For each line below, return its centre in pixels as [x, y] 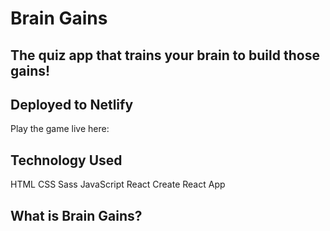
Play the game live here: [60, 129]
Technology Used [66, 160]
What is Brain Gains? [76, 215]
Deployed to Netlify [72, 104]
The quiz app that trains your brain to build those [165, 55]
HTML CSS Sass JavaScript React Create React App [118, 184]
